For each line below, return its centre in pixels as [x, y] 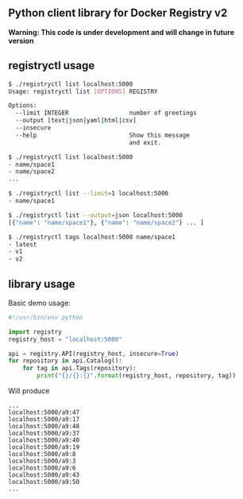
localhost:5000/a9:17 [44, 420]
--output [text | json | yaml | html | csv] [76, 121]
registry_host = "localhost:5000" [66, 339]
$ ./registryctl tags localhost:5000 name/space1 [92, 237]
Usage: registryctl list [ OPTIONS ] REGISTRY [83, 91]
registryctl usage [52, 66]
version [21, 41]
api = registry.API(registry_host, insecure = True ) [94, 354]
